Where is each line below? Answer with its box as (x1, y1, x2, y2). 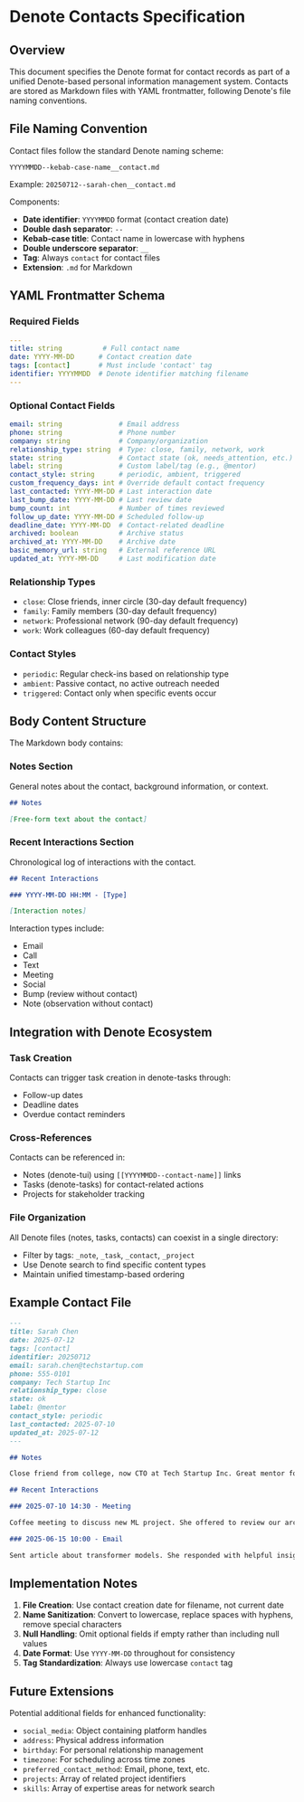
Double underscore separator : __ (22, 242, 149, 253)
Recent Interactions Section (9, 836, 135, 849)
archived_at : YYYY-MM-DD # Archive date (9, 537, 176, 546)
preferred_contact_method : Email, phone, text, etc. (22, 1764, 210, 1775)
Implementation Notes (9, 1576, 138, 1591)
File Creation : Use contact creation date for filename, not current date (22, 1599, 285, 1611)
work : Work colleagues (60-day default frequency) (22, 625, 211, 636)
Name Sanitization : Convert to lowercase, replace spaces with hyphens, (22, 1609, 294, 1620)
